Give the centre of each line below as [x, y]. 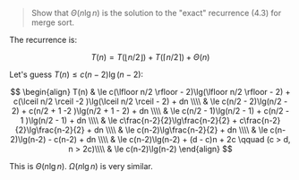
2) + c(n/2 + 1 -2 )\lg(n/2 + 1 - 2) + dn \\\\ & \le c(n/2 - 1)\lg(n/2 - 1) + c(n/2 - [150, 111]
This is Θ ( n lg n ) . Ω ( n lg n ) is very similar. [81, 166]
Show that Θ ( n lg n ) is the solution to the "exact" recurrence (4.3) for [156, 13]
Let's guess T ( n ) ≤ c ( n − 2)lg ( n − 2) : [77, 74]
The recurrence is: [43, 40]
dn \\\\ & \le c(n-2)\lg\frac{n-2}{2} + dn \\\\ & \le [181, 130]
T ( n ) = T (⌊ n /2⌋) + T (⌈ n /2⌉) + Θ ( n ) [150, 57]
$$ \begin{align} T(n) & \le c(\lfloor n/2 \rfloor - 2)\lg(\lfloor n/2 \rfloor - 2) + [150, 92]
